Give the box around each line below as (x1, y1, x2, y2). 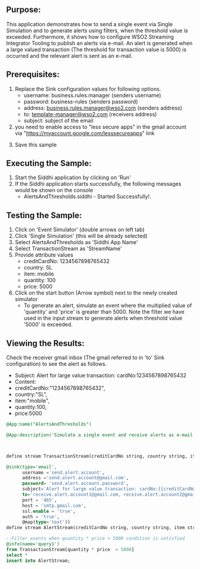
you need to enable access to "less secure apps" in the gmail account (14, 123, 186, 130)
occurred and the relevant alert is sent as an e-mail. (6, 52, 133, 59)
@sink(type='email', (6, 464, 58, 470)
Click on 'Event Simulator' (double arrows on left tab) (14, 226, 145, 233)
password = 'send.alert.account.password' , (21, 480, 129, 487)
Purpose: (6, 5, 41, 15)
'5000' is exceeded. (23, 321, 73, 328)
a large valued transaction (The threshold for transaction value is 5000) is (6, 46, 187, 53)
